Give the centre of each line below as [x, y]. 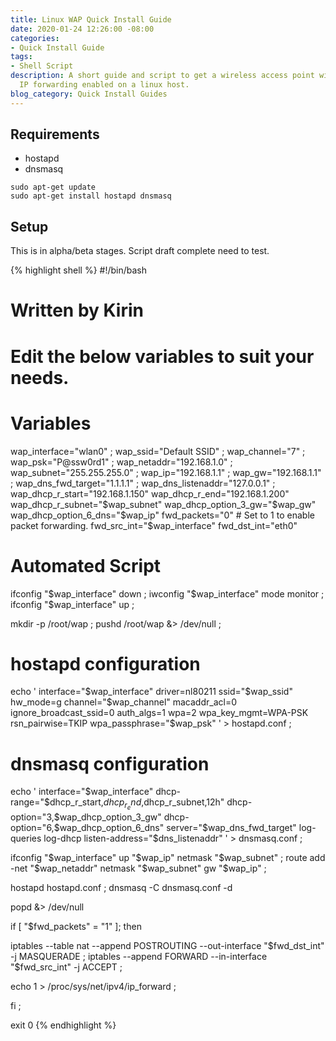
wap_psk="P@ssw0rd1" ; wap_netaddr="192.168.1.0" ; [121, 462]
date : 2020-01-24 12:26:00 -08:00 [82, 29]
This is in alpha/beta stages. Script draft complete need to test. [140, 251]
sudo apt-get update [53, 187]
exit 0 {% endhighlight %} [63, 1025]
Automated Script [86, 565]
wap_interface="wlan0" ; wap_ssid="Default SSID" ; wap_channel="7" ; [158, 451]
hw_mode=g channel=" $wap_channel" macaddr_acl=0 [124, 702]
